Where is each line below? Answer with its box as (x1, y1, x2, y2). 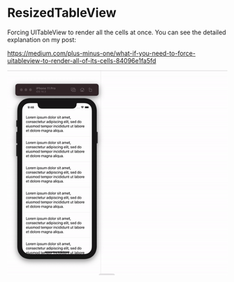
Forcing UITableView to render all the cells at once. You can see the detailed (7, 28, 226, 36)
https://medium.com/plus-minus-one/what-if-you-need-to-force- (7, 49, 196, 57)
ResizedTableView (7, 5, 117, 21)
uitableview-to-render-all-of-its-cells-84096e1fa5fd (7, 56, 156, 64)
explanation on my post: (7, 35, 77, 43)
